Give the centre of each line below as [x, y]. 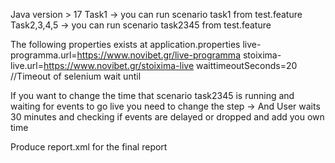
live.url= [27, 65]
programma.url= [44, 55]
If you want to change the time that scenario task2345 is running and [152, 95]
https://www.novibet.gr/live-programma [158, 55]
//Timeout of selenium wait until [76, 76]
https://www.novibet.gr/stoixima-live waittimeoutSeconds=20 [170, 65]
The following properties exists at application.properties [125, 44]
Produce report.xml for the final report [89, 147]
